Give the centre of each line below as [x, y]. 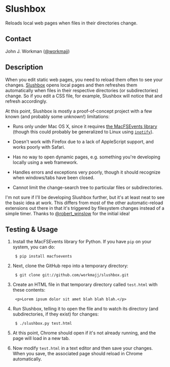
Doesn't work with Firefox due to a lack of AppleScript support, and [83, 142]
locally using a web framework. [45, 162]
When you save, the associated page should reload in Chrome [78, 354]
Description [24, 67]
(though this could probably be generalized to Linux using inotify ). [83, 132]
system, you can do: [34, 247]
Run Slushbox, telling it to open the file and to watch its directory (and [86, 309]
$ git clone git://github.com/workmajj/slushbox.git [72, 275]
